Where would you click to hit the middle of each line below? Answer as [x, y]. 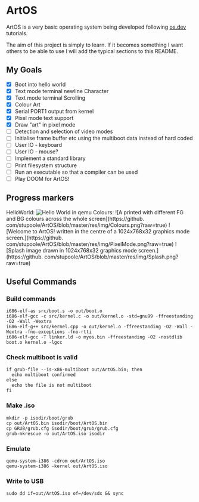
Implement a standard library [50, 158]
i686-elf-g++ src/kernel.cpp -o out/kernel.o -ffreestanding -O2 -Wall [97, 327]
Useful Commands [41, 281]
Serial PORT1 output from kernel [54, 111]
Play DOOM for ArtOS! [42, 178]
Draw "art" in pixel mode [45, 125]
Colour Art [27, 104]
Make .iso [21, 405]
